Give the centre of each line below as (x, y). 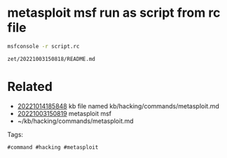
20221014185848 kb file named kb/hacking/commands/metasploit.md (118, 106)
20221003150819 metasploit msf (64, 113)
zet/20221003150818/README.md (51, 59)
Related (30, 87)
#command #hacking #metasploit (53, 147)
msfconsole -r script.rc (43, 46)
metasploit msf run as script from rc (114, 13)
